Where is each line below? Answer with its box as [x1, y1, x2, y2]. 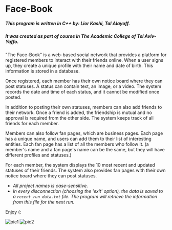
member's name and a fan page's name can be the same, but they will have [5, 146, 165, 152]
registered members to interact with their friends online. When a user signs [5, 57, 164, 63]
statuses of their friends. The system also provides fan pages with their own [5, 167, 166, 173]
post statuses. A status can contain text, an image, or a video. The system [5, 83, 161, 89]
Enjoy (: [5, 209, 21, 215]
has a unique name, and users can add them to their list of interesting [5, 135, 152, 142]
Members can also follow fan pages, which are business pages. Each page [5, 130, 163, 136]
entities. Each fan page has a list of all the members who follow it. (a [5, 141, 149, 147]
